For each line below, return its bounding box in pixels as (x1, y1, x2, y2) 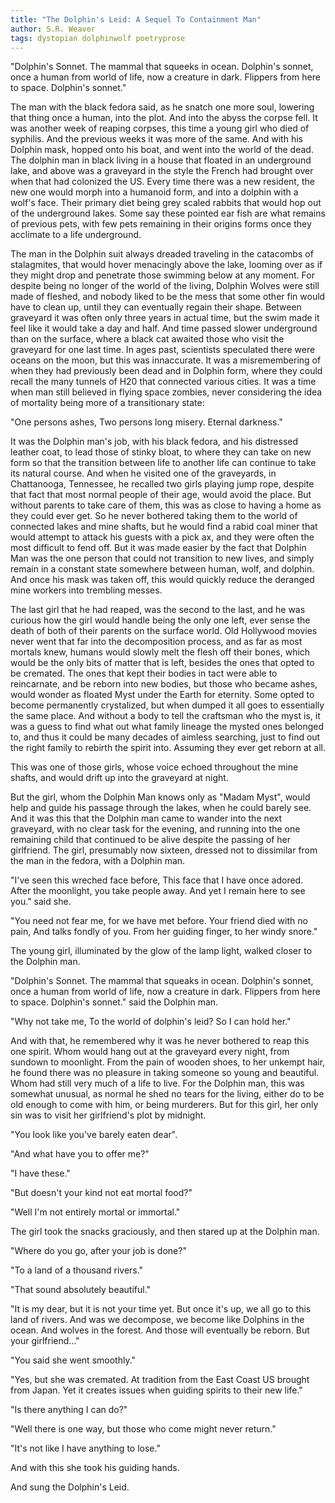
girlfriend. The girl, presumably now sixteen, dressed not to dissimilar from (10, 844, 318, 856)
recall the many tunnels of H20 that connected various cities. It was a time (10, 376, 317, 388)
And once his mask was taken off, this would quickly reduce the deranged (10, 574, 315, 586)
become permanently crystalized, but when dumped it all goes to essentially (10, 699, 325, 711)
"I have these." (10, 1167, 71, 1180)
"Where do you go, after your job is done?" (10, 1245, 187, 1257)
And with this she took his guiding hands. (10, 1462, 180, 1474)
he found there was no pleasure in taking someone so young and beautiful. (10, 1067, 320, 1079)
